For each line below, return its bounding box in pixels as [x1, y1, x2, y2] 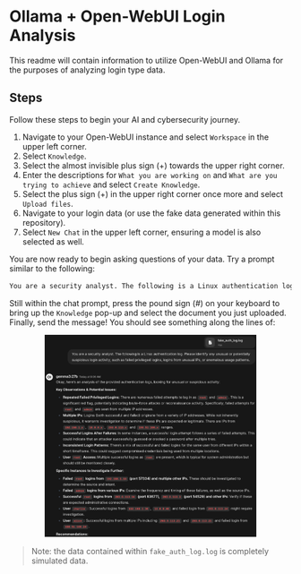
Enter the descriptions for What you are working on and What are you [21, 169, 278, 180]
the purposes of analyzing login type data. [9, 64, 166, 75]
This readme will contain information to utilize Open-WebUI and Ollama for [9, 55, 284, 65]
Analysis [9, 25, 76, 46]
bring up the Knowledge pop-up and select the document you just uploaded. [9, 307, 287, 318]
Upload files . [21, 198, 73, 209]
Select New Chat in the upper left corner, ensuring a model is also [21, 227, 262, 237]
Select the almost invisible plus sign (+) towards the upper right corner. [21, 159, 285, 171]
